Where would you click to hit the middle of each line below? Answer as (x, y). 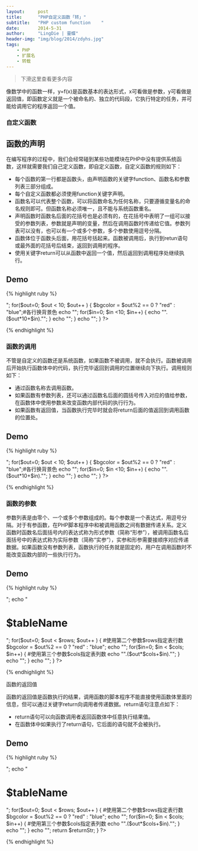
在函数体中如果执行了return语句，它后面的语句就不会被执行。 (89, 724)
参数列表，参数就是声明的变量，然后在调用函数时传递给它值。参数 (105, 224)
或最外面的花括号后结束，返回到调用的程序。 (69, 245)
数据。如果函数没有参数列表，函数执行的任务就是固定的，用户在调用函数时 (96, 547)
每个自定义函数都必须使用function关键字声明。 (71, 194)
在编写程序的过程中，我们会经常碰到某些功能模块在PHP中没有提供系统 (91, 159)
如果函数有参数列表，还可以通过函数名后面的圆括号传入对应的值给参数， (102, 395)
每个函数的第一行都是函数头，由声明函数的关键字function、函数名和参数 (102, 179)
